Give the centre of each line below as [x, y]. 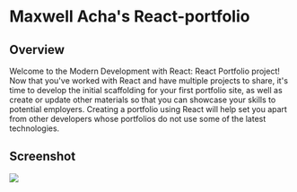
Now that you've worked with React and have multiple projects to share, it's [149, 81]
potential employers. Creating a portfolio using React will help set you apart [148, 109]
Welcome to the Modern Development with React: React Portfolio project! [144, 71]
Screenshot [43, 157]
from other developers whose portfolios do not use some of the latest [138, 119]
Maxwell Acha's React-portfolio [130, 17]
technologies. [35, 128]
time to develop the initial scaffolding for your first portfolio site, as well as [146, 90]
